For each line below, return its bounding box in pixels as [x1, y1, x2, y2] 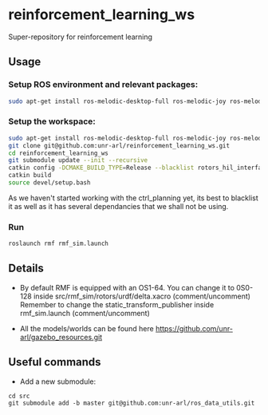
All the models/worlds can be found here [19, 323, 154, 333]
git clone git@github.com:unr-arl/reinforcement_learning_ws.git [8, 141, 230, 149]
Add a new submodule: [19, 377, 97, 386]
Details [8, 262, 44, 275]
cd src [8, 392, 30, 400]
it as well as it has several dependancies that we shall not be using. [8, 201, 229, 211]
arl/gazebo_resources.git [19, 332, 102, 342]
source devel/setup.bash [8, 179, 91, 187]
